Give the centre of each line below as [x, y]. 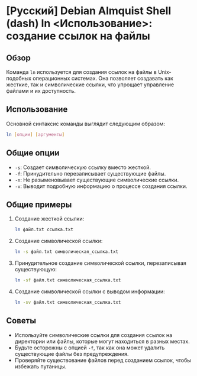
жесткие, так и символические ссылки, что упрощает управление [90, 85]
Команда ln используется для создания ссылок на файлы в [81, 72]
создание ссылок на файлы [78, 36]
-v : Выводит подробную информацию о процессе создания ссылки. [101, 186]
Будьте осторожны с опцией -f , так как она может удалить [90, 348]
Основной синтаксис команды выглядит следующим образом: [86, 124]
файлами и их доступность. [41, 91]
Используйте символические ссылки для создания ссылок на [93, 335]
